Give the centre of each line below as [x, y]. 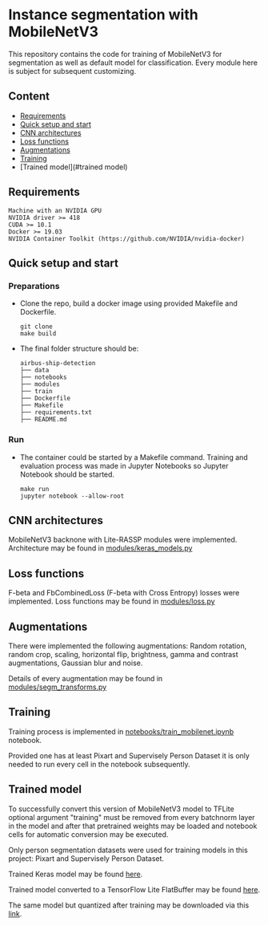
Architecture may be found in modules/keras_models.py [100, 548]
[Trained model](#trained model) [74, 167]
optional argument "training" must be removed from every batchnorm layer [132, 817]
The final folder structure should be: [79, 349]
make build [38, 334]
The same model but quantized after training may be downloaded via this [129, 905]
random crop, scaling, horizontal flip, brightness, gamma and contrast [123, 654]
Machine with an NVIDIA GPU [55, 210]
